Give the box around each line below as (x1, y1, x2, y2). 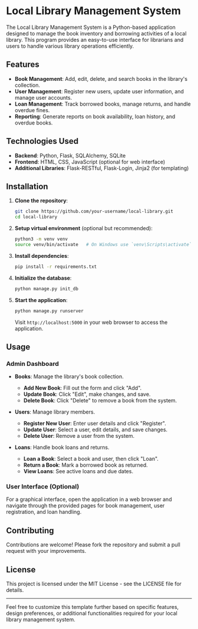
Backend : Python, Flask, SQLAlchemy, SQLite (14, 152, 126, 159)
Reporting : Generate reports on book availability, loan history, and (14, 113, 176, 120)
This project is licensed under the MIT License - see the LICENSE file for (6, 580, 181, 588)
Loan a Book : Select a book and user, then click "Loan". (23, 456, 159, 463)
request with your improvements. (6, 548, 87, 555)
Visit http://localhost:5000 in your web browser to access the (14, 319, 168, 326)
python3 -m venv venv (14, 236, 68, 243)
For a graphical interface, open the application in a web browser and (6, 496, 172, 503)
